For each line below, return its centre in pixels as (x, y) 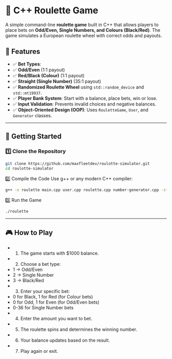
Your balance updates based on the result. (65, 340)
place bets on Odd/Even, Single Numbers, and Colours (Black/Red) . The (83, 30)
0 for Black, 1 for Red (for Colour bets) (53, 297)
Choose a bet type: (40, 264)
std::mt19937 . (27, 93)
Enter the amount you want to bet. (56, 318)
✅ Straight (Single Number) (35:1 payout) (57, 81)
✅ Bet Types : (27, 64)
